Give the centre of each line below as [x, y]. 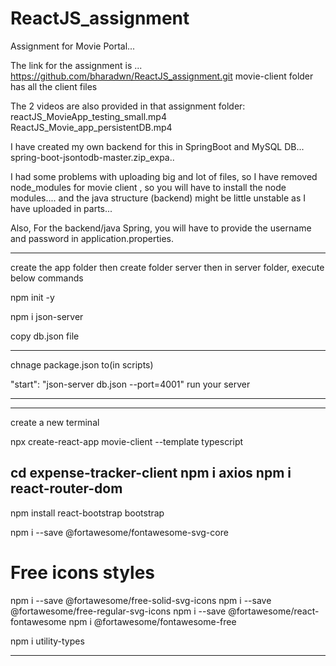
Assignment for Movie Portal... [73, 46]
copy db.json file [45, 336]
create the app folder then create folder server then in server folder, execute [167, 267]
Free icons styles [82, 572]
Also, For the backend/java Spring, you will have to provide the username [161, 228]
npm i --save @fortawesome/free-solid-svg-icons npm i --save [141, 600]
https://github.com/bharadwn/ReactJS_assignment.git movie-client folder [162, 76]
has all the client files [54, 86]
